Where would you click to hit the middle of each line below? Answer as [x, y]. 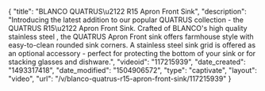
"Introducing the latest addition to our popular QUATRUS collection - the [126, 20]
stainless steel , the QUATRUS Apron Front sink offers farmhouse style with [131, 36]
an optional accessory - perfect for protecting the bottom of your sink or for [132, 53]
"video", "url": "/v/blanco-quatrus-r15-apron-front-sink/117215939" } [120, 79]
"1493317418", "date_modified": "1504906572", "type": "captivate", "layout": [133, 70]
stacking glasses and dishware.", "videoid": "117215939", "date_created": [127, 62]
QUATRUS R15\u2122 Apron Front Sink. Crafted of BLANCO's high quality [128, 28]
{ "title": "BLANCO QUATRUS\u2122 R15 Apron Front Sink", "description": [128, 11]
